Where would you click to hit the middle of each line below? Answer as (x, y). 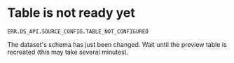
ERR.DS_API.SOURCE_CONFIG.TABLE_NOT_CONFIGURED (78, 31)
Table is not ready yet (71, 13)
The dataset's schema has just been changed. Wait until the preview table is (117, 44)
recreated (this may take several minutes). (68, 52)
